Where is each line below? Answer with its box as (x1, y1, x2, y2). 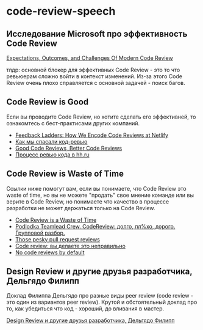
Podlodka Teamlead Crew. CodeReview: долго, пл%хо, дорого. (15, 222, 176, 230)
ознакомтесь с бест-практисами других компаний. (6, 119, 140, 127)
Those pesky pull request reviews (15, 235, 101, 243)
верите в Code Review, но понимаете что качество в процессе (6, 197, 169, 205)
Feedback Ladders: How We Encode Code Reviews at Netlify (15, 131, 169, 139)
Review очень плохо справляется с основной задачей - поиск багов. (6, 79, 186, 86)
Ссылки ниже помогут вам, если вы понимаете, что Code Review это (6, 185, 187, 192)
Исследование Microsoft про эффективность (6, 29, 188, 39)
